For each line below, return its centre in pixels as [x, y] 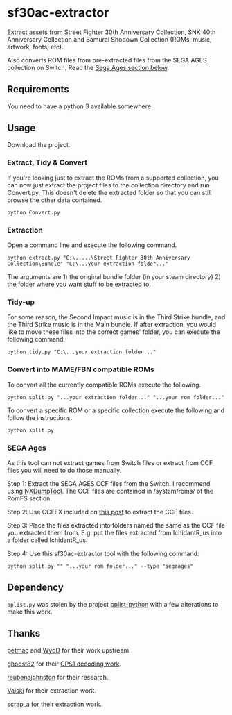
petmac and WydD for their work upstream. [69, 650]
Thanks [24, 633]
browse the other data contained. [55, 200]
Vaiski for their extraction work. [52, 690]
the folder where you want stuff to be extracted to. [79, 284]
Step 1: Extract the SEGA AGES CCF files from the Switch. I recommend [109, 484]
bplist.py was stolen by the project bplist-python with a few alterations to [113, 604]
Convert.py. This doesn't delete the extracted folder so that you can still [109, 192]
